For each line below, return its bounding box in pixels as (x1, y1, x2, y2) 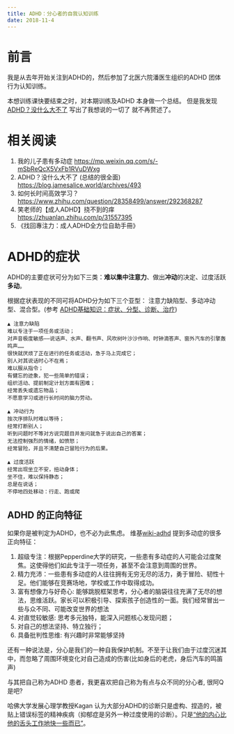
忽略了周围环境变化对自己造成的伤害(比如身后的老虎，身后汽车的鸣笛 (25, 654, 224, 663)
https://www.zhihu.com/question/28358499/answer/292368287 (17, 197, 203, 206)
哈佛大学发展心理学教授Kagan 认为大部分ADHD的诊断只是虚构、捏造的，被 (7, 702, 222, 710)
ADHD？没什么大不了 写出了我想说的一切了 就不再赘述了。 (7, 105, 175, 114)
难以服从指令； (7, 365, 44, 372)
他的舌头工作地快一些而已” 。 (7, 719, 90, 728)
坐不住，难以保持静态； (7, 474, 65, 481)
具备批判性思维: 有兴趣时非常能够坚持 (17, 631, 125, 639)
